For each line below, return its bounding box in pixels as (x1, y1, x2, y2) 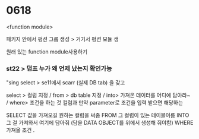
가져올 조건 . (6, 127, 35, 134)
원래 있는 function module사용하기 (6, 48, 88, 55)
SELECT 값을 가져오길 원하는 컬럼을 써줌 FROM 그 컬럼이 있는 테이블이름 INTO (6, 112, 189, 119)
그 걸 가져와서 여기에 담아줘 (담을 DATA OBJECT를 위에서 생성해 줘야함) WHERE (6, 119, 194, 127)
